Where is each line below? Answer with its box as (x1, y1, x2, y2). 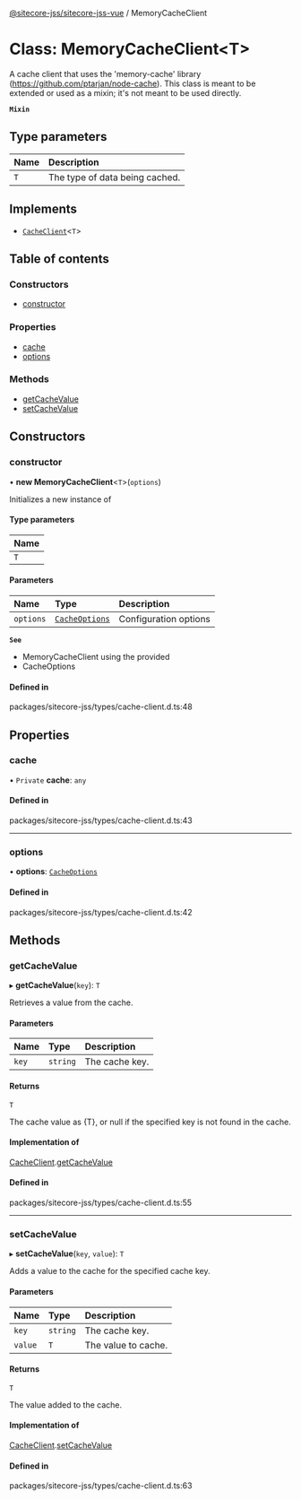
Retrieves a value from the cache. (9, 997, 133, 1008)
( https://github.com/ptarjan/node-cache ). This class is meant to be (9, 78, 256, 89)
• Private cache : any (9, 775, 87, 785)
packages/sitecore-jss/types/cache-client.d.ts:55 (9, 1197, 193, 1209)
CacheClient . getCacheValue (9, 1157, 114, 1167)
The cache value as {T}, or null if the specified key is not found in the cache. (9, 1116, 291, 1127)
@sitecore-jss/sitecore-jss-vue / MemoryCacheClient (9, 8, 208, 18)
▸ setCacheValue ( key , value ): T (9, 1248, 125, 1259)
